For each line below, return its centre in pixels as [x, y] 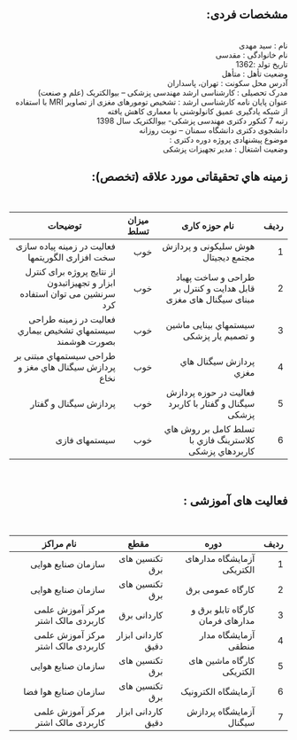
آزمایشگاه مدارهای [220, 559]
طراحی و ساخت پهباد [215, 277]
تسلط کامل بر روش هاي [209, 429]
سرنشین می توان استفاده [68, 293]
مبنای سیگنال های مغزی [210, 299]
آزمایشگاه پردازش [221, 712]
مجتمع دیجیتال [229, 257]
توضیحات [65, 225]
